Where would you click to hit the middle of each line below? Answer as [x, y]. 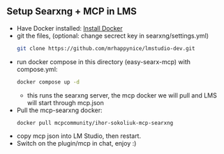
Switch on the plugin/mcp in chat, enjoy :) [76, 144]
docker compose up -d [48, 82]
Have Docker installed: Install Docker [69, 28]
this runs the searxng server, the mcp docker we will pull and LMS [122, 95]
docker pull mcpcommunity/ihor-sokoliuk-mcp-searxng [95, 123]
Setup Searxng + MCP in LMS [72, 11]
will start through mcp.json [65, 102]
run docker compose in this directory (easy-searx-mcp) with [104, 61]
